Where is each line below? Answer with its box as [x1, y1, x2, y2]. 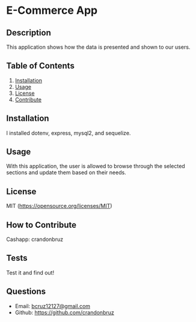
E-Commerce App [6, 4, 98, 17]
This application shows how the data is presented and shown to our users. [6, 43, 191, 50]
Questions [6, 287, 46, 297]
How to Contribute [6, 220, 77, 230]
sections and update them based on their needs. [6, 169, 126, 176]
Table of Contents [6, 61, 75, 71]
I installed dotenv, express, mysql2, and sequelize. [6, 129, 131, 136]
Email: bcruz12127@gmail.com [14, 302, 91, 309]
